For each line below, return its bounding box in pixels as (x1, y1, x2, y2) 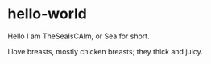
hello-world (7, 5, 88, 23)
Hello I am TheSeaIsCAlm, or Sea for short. (7, 31, 150, 41)
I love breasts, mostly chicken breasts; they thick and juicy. (7, 46, 203, 56)
